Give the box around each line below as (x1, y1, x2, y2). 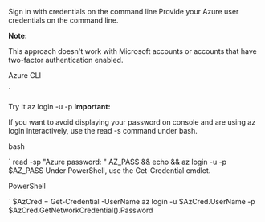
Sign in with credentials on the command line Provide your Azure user (8, 7, 239, 16)
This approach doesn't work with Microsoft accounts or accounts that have (8, 47, 257, 55)
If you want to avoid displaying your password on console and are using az (8, 117, 256, 127)
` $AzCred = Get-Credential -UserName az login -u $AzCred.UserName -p (8, 197, 255, 206)
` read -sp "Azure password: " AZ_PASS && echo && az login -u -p (8, 157, 227, 166)
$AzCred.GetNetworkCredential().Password (8, 205, 153, 215)
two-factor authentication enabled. (8, 55, 124, 64)
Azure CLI (8, 71, 42, 80)
